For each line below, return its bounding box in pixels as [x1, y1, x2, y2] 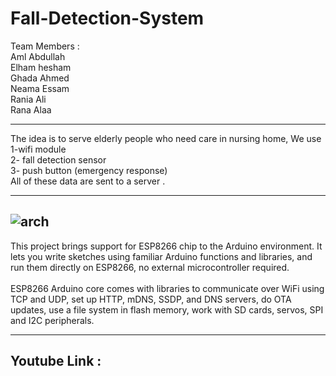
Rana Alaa [10, 103, 52, 116]
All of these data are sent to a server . [10, 175, 166, 187]
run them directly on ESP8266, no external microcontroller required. [10, 261, 290, 273]
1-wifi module [10, 143, 67, 155]
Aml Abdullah [10, 50, 66, 62]
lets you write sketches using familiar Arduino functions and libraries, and [10, 250, 313, 262]
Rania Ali [10, 93, 47, 105]
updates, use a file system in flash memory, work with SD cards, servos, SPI [10, 303, 324, 316]
